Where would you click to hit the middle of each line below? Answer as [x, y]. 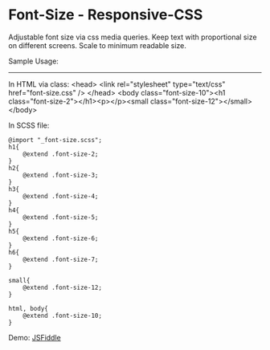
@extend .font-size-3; [61, 175]
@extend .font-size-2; [61, 154]
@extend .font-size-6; [61, 238]
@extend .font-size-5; [61, 217]
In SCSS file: [29, 125]
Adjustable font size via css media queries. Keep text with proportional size [133, 37]
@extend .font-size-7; [61, 259]
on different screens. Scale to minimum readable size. [98, 45]
